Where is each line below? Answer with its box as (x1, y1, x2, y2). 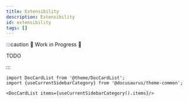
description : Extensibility (6, 14, 75, 20)
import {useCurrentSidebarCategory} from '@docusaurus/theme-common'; (6, 80, 183, 86)
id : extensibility (6, 19, 51, 25)
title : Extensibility (6, 8, 60, 15)
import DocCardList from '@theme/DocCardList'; (6, 75, 126, 81)
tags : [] (6, 25, 28, 31)
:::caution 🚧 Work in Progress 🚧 (6, 41, 82, 48)
